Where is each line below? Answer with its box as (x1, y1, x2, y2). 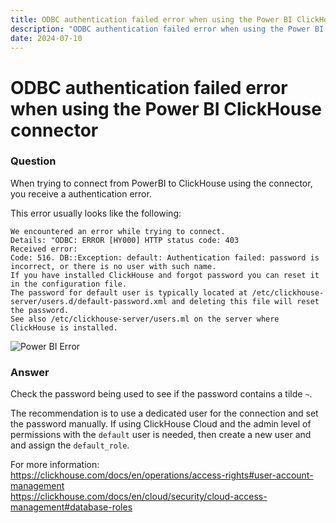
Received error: (10, 244, 78, 254)
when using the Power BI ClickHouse (10, 97, 322, 120)
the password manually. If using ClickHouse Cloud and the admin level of (10, 418, 312, 430)
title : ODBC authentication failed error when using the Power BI (10, 14, 293, 25)
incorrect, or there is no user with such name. (10, 261, 217, 271)
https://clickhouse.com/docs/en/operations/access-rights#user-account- (10, 469, 314, 481)
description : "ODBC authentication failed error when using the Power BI (10, 24, 325, 34)
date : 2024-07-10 (10, 33, 83, 43)
